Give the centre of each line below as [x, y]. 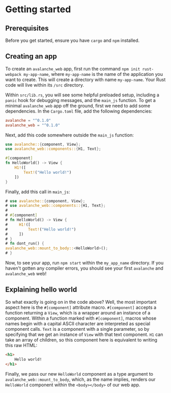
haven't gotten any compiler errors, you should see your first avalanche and [84, 268]
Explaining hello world [41, 290]
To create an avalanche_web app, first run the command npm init [73, 69]
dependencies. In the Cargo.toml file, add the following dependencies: [79, 111]
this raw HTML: [21, 345]
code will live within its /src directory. [45, 85]
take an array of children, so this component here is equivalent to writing [81, 339]
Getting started [38, 9]
